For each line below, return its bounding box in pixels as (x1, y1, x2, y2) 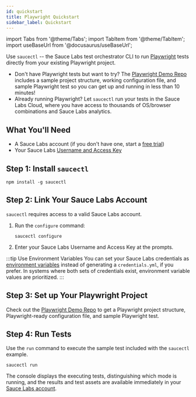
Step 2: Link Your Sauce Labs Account (6, 195, 148, 205)
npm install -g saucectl (6, 179, 66, 185)
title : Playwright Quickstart (6, 14, 80, 20)
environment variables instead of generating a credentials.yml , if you (6, 261, 174, 268)
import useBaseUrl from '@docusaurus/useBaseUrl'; (6, 42, 132, 49)
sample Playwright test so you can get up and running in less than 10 (14, 83, 180, 90)
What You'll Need (6, 125, 71, 135)
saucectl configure (14, 233, 62, 239)
